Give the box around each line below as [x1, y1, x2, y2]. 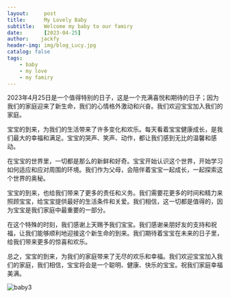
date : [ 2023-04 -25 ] [7, 29, 81, 36]
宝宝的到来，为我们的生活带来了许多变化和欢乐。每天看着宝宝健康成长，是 [7, 125, 217, 134]
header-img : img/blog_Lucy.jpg [7, 42, 97, 49]
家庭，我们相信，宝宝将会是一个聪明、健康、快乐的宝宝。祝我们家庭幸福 [18, 261, 223, 269]
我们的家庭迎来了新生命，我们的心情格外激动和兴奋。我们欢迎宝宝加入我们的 [7, 102, 223, 111]
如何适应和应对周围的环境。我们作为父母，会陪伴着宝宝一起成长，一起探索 [7, 165, 217, 174]
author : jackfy [7, 36, 60, 43]
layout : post [7, 10, 57, 17]
